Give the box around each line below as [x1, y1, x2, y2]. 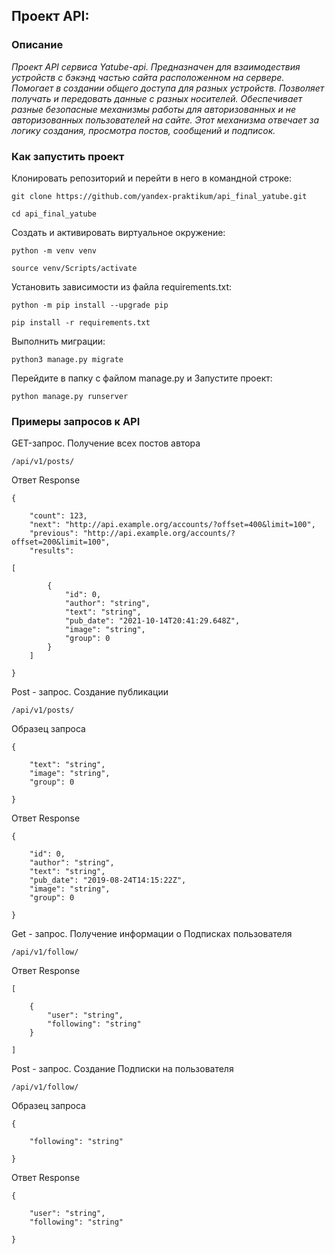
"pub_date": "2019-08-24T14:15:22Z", [29, 875, 187, 886]
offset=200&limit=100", [11, 537, 111, 548]
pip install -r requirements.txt [11, 317, 151, 328]
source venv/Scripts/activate [11, 263, 138, 273]
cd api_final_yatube [11, 209, 98, 219]
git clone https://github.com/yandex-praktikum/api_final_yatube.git [11, 191, 308, 201]
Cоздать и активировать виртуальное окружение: [11, 226, 226, 238]
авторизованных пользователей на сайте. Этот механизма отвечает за [11, 114, 320, 126]
